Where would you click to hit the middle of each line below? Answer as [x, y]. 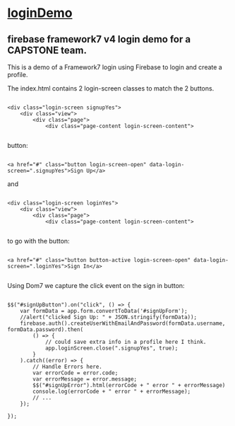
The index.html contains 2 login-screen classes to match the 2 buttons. [111, 88]
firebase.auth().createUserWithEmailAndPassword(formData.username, [123, 323]
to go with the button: [38, 241]
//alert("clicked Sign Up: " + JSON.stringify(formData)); [109, 317]
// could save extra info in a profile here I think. [126, 342]
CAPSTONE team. [47, 50]
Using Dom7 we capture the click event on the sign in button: [96, 286]
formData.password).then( [45, 330]
